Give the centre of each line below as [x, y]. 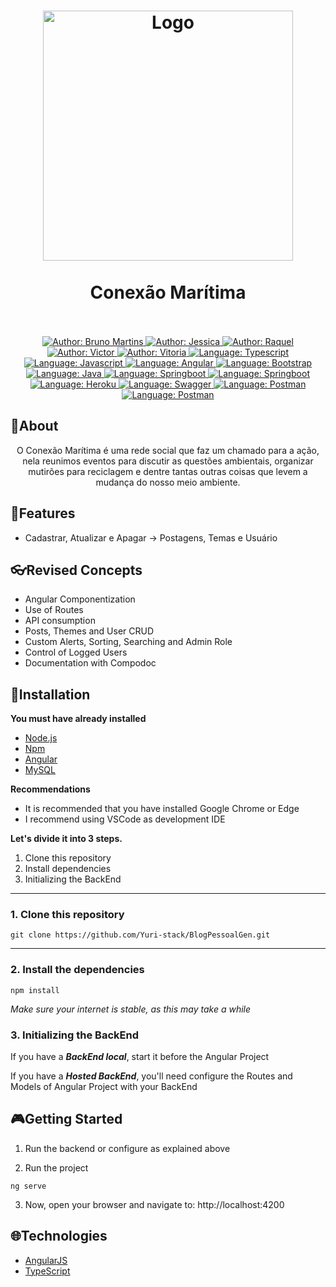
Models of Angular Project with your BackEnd [104, 1087]
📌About [34, 426]
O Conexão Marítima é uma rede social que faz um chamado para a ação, [168, 450]
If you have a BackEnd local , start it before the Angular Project [140, 1057]
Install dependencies [68, 869]
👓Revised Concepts [76, 570]
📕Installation [50, 694]
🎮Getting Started [66, 1119]
